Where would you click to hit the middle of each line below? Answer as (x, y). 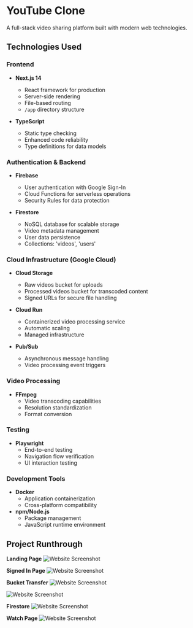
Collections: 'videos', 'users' (60, 244)
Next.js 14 (28, 78)
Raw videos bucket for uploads (63, 285)
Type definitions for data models (65, 146)
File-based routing (48, 103)
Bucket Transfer (27, 582)
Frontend (20, 64)
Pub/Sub (27, 347)
